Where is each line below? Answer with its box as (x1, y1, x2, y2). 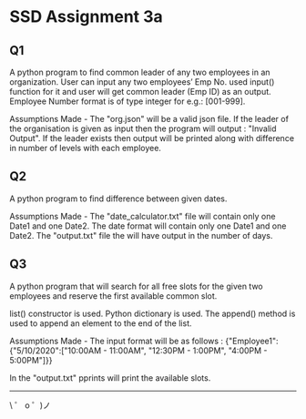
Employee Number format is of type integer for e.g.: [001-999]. (9, 96, 246, 107)
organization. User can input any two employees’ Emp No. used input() (9, 77, 275, 87)
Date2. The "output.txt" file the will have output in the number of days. (9, 230, 273, 240)
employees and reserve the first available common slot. (9, 290, 218, 301)
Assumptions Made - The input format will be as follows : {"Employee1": (9, 335, 280, 346)
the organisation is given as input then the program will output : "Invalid (9, 123, 277, 134)
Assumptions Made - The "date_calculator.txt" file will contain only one (9, 210, 276, 221)
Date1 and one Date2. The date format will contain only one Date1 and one (9, 220, 287, 231)
